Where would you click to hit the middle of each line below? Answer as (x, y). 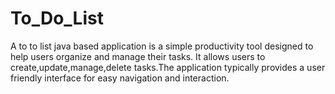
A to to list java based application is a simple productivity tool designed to (162, 46)
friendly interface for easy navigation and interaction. (120, 78)
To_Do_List (57, 18)
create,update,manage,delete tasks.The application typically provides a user (168, 67)
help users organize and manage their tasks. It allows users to (138, 56)
